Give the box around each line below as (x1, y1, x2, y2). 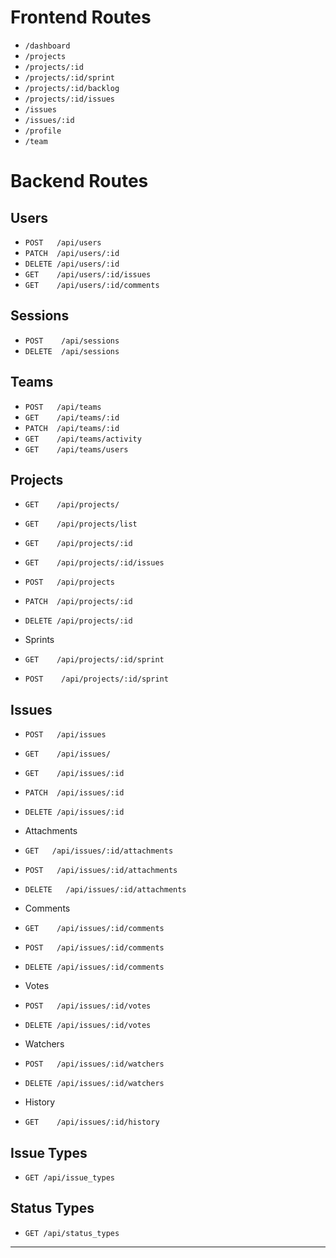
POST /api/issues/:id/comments (24, 943, 165, 953)
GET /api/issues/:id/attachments (24, 846, 174, 856)
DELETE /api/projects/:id (24, 616, 133, 626)
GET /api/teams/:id (24, 412, 120, 423)
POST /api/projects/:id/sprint (24, 674, 169, 685)
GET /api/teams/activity (24, 434, 142, 444)
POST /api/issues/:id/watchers (24, 1059, 165, 1070)
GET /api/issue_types (24, 1173, 115, 1183)
